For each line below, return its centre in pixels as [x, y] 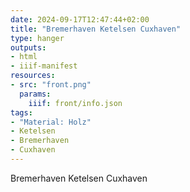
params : [35, 94]
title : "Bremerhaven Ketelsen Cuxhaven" [96, 29]
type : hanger [37, 38]
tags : [21, 112]
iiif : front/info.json [75, 103]
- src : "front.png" [51, 85]
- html [24, 57]
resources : [33, 76]
